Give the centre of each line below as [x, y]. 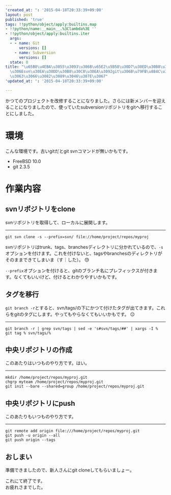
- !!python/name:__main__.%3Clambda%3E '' [51, 29]
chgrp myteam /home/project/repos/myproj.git [54, 382]
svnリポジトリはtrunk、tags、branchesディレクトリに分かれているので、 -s [84, 247]
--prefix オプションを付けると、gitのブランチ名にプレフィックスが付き [79, 270]
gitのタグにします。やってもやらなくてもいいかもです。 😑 [74, 314]
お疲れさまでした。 [25, 487]
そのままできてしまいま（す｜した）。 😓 [47, 259]
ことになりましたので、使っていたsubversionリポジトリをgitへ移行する [84, 107]
